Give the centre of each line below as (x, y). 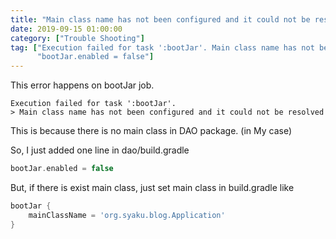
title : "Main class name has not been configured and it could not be (160, 19)
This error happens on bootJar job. (82, 85)
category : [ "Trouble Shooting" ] (77, 38)
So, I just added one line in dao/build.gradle (100, 150)
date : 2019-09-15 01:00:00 (66, 29)
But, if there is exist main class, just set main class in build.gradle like (152, 187)
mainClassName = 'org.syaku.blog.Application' (127, 215)
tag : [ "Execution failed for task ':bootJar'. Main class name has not (162, 47)
